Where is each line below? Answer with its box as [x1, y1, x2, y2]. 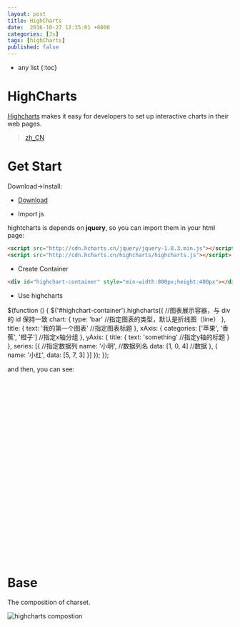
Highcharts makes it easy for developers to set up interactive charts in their [7, 111, 229, 120]
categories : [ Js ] [7, 30, 59, 38]
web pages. [7, 119, 42, 128]
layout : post [7, 10, 46, 18]
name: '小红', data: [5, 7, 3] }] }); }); [7, 351, 109, 359]
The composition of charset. [7, 598, 91, 607]
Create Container [17, 264, 69, 273]
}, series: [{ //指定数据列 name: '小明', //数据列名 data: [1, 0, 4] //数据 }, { [7, 341, 218, 350]
